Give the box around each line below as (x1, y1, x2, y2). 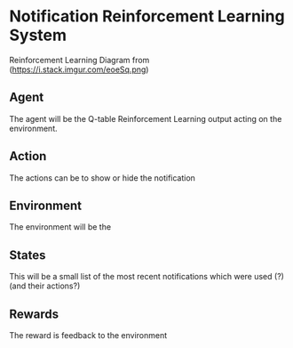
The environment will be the (9, 222, 112, 232)
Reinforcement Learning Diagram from (9, 54, 150, 65)
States (9, 247, 46, 263)
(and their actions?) (9, 280, 81, 291)
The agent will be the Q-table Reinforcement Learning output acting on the (9, 113, 282, 124)
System (9, 25, 67, 45)
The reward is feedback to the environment (9, 330, 168, 340)
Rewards (9, 306, 59, 321)
